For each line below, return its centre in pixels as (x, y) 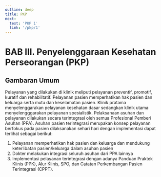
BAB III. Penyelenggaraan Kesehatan (80, 52)
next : (10, 19)
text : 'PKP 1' (24, 23)
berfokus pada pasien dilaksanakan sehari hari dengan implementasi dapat (80, 129)
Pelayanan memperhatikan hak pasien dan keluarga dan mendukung (81, 143)
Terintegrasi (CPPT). (33, 169)
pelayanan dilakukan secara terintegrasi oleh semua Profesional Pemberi (78, 118)
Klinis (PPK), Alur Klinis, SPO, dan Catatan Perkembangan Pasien (77, 164)
